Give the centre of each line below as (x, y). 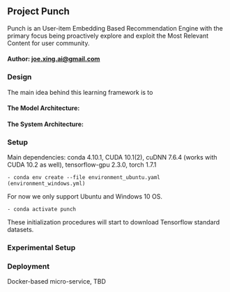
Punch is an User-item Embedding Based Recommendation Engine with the (115, 28)
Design (20, 77)
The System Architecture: (45, 124)
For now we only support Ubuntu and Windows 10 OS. (85, 197)
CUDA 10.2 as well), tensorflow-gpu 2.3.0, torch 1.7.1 (82, 165)
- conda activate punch (42, 209)
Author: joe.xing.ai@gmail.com (54, 59)
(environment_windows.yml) (46, 184)
